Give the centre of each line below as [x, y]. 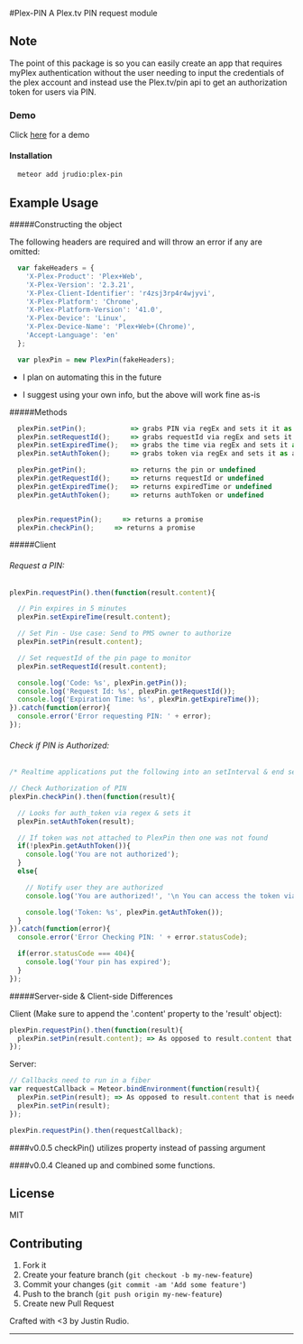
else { [28, 871]
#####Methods [38, 412]
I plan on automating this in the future [92, 377]
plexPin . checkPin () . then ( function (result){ [92, 796]
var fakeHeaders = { [56, 268]
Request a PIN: [37, 565]
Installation [31, 155]
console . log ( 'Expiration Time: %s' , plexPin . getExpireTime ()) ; [138, 700]
